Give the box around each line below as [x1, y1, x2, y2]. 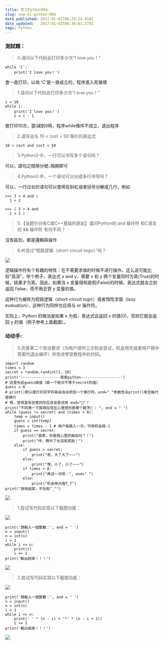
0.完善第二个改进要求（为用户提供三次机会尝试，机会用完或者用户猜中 [17, 345, 160, 351]
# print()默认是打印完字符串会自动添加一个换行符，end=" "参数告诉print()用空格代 [5, 390, 159, 395]
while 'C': [5, 65, 28, 70]
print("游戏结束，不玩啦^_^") [5, 486, 62, 491]
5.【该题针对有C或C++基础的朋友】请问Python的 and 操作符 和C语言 [17, 220, 157, 226]
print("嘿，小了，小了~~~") [31, 462, 84, 467]
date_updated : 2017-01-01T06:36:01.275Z [5, 21, 94, 26]
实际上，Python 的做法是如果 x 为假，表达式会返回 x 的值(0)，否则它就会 [5, 313, 153, 319]
